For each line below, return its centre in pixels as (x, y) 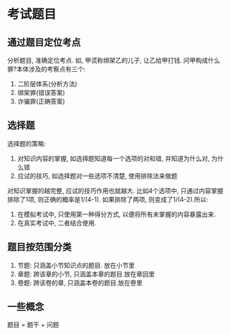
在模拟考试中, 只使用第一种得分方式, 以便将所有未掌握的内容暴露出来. (117, 214)
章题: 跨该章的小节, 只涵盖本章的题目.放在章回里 (86, 274)
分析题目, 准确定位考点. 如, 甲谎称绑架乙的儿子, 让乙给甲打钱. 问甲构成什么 (114, 60)
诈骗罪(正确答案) (41, 101)
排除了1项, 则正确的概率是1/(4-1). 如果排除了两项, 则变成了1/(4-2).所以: (108, 199)
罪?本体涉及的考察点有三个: (46, 69)
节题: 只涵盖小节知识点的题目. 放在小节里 (76, 265)
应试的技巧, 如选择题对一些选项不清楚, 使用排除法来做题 (97, 176)
